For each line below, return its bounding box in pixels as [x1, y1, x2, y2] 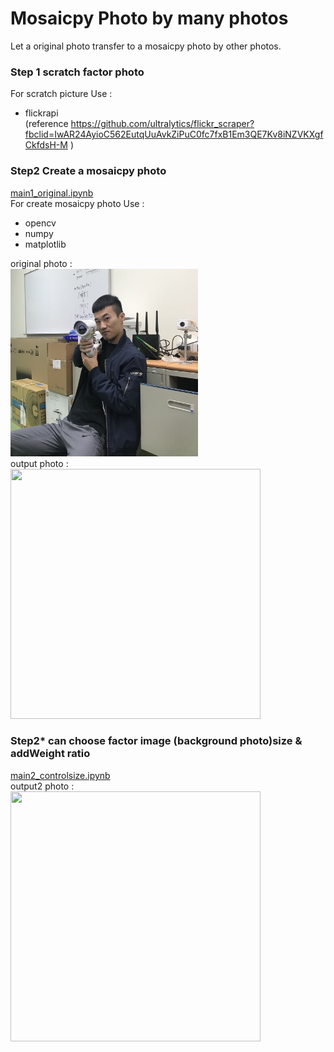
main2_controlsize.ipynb [10, 769, 111, 781]
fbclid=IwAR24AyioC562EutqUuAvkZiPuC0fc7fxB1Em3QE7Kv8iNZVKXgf [24, 128, 324, 141]
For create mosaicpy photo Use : [10, 197, 145, 209]
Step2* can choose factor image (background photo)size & [10, 734, 303, 748]
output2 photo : [10, 780, 75, 792]
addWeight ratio [10, 747, 91, 761]
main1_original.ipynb [10, 187, 94, 199]
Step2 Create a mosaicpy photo [10, 164, 167, 178]
